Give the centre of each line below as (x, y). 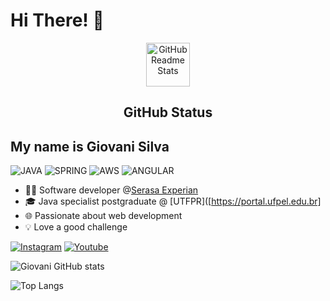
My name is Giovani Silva (90, 146)
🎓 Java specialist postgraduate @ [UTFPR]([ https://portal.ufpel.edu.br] (173, 201)
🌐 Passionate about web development (103, 216)
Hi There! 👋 (57, 20)
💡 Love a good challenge (76, 227)
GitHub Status (168, 112)
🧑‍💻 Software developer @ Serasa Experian (111, 190)
